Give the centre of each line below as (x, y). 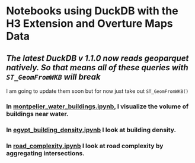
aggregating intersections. (45, 153)
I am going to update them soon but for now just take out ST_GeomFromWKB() (97, 91)
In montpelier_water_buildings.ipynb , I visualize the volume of (97, 106)
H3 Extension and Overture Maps (89, 23)
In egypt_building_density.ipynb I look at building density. (91, 130)
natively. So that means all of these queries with (97, 68)
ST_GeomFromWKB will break (53, 76)
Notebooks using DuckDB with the (92, 11)
